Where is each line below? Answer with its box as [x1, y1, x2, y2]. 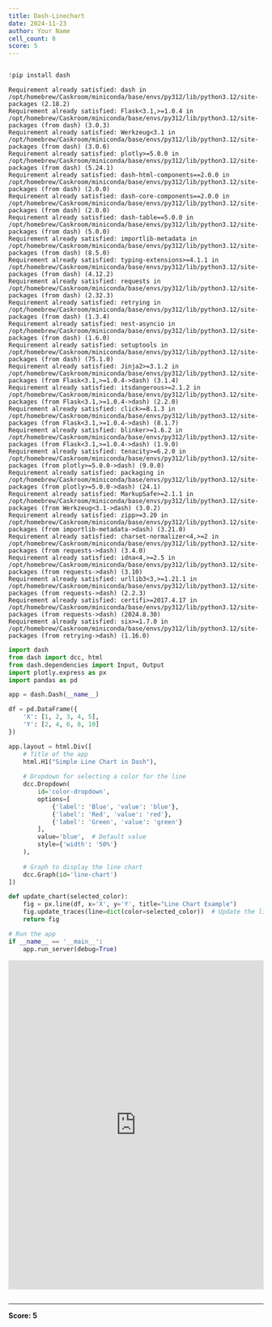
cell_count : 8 [8, 34, 57, 43]
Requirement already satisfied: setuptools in [8, 341, 168, 349]
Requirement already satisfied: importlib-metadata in [8, 235, 198, 243]
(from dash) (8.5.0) [40, 249, 111, 257]
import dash [8, 646, 49, 654]
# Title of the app [23, 750, 89, 758]
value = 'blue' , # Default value [37, 833, 147, 841]
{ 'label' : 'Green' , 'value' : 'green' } [51, 817, 183, 826]
